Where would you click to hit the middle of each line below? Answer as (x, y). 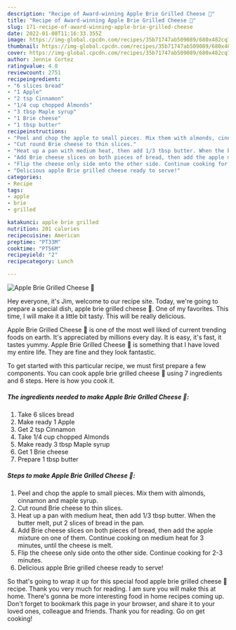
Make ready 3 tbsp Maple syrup (64, 444)
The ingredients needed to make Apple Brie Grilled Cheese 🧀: (98, 397)
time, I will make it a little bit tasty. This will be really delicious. (97, 316)
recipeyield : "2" (33, 255)
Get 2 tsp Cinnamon (46, 429)
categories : (25, 177)
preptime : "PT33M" (34, 242)
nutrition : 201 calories (44, 229)
